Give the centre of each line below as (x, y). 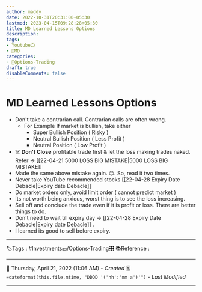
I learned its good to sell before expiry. (63, 231)
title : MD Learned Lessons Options (51, 29)
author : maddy (24, 12)
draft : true (21, 68)
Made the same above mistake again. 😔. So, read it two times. (92, 173)
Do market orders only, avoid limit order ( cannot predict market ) (95, 192)
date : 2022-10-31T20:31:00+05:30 (48, 17)
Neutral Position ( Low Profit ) (69, 145)
